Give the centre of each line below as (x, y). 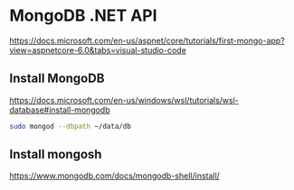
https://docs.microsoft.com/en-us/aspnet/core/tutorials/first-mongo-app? (147, 41)
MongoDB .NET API (83, 16)
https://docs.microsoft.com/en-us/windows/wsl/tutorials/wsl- (124, 100)
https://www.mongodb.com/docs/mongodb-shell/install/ (114, 176)
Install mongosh (56, 154)
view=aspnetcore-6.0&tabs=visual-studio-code (98, 50)
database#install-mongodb (60, 110)
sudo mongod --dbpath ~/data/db (70, 126)
